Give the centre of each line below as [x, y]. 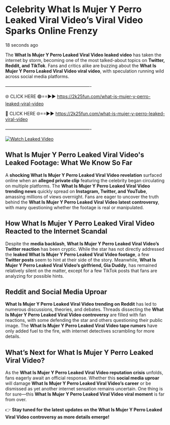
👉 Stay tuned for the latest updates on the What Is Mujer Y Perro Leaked [84, 410]
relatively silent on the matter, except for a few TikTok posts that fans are [81, 271]
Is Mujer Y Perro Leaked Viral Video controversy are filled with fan [76, 315]
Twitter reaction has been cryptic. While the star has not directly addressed [85, 249]
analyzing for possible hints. [35, 276]
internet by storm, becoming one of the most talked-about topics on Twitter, [85, 60]
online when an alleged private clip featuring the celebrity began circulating [85, 180]
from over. [16, 400]
